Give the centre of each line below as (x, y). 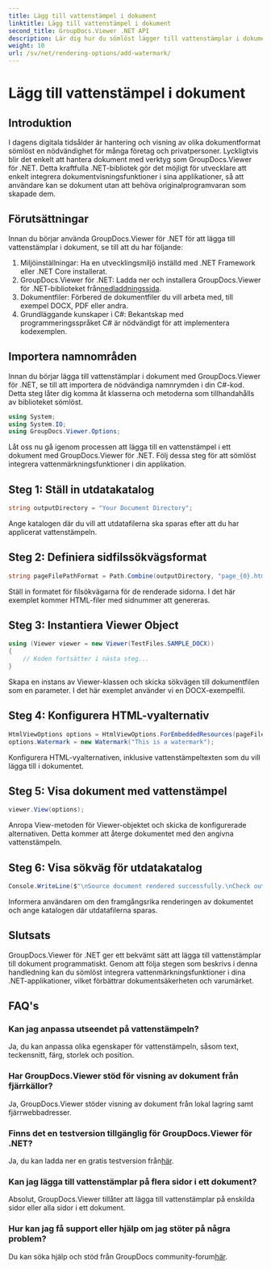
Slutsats (29, 935)
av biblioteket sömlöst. (46, 402)
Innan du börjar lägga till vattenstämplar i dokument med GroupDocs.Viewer (134, 376)
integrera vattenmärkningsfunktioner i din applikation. (98, 464)
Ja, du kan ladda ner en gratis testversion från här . (92, 1160)
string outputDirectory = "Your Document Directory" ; (101, 508)
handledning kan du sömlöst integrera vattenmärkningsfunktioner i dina (127, 972)
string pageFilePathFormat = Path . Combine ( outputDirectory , (112, 576)
